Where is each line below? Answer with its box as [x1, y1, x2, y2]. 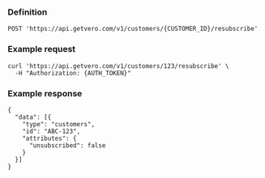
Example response [7, 87, 83, 99]
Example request [7, 44, 76, 55]
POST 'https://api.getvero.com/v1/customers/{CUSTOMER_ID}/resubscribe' [7, 25, 259, 33]
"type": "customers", [22, 120, 95, 128]
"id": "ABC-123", [22, 127, 81, 135]
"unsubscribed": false [28, 141, 106, 150]
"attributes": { [22, 134, 78, 142]
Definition [7, 6, 48, 18]
